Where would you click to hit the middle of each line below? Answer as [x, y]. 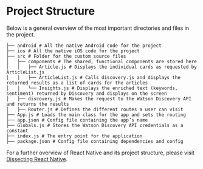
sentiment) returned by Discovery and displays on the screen [87, 93]
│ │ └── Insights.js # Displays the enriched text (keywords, [92, 88]
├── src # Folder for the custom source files [66, 56]
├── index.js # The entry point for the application [74, 136]
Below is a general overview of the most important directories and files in [98, 28]
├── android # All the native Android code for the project [84, 46]
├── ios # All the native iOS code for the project [73, 51]
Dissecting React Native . [37, 159]
